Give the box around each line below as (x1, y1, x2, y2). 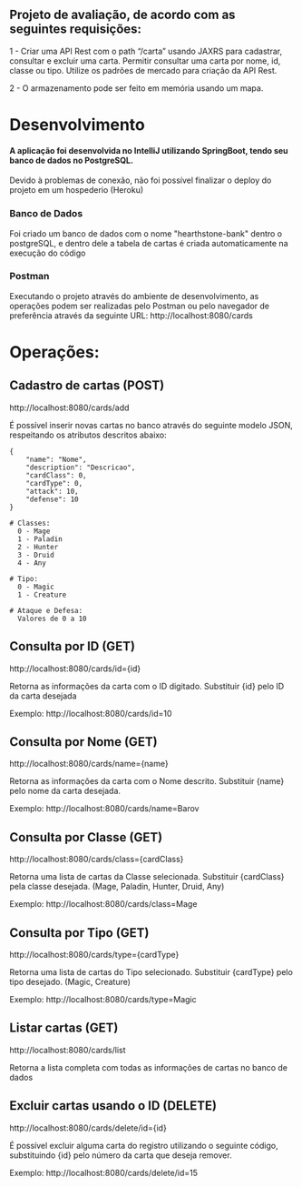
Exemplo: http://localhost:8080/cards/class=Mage (9, 899, 198, 910)
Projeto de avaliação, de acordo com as (9, 7, 236, 23)
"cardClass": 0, (25, 470, 88, 480)
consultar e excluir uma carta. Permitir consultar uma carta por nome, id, (9, 55, 281, 66)
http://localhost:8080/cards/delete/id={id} (9, 1122, 168, 1133)
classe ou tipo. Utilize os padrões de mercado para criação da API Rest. (9, 65, 278, 75)
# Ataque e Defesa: (9, 606, 83, 615)
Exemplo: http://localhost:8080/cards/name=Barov (9, 803, 200, 814)
